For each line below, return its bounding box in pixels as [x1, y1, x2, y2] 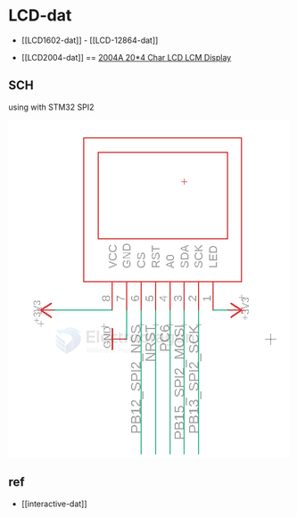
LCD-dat [8, 5, 72, 26]
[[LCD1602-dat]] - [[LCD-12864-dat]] [21, 35, 159, 45]
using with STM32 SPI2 [8, 102, 95, 112]
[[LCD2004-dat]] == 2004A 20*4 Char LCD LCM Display [21, 52, 232, 62]
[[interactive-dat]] [21, 498, 87, 509]
